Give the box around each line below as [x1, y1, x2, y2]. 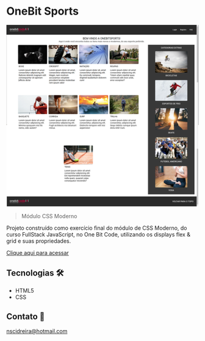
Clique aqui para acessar [6, 249, 69, 257]
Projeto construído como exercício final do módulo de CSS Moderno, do [6, 224, 187, 232]
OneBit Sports [6, 4, 79, 18]
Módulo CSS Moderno [21, 213, 77, 220]
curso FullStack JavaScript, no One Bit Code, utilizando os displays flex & [6, 231, 191, 238]
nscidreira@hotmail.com [6, 328, 68, 335]
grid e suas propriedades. [6, 237, 71, 245]
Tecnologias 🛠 [6, 268, 64, 278]
